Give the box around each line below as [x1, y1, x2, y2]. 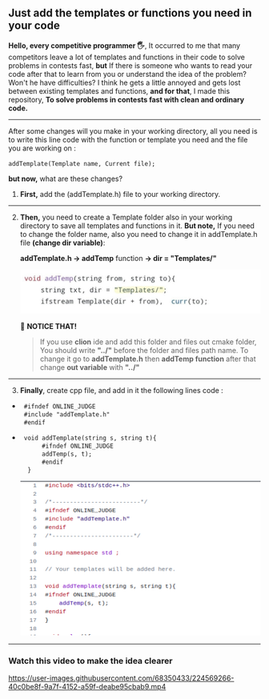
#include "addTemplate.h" [23, 410, 110, 419]
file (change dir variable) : [19, 238, 106, 247]
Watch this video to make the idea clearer [8, 655, 173, 666]
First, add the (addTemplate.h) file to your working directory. [19, 189, 221, 199]
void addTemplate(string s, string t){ [23, 434, 157, 442]
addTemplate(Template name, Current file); [8, 159, 156, 167]
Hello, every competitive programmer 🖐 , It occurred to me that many [8, 40, 241, 50]
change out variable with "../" [39, 362, 140, 372]
